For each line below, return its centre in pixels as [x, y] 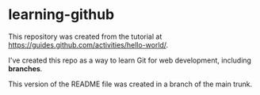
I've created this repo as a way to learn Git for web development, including [130, 60]
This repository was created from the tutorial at [85, 36]
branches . [25, 68]
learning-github [61, 15]
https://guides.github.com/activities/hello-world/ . [88, 44]
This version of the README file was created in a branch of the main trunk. [130, 84]
